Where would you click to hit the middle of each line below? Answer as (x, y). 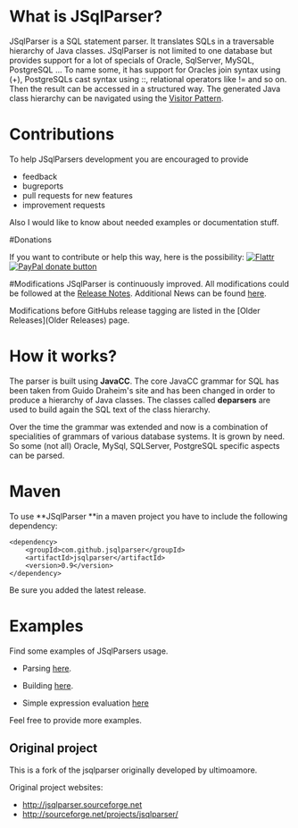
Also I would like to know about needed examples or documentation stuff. (144, 222)
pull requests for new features (78, 195)
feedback (40, 176)
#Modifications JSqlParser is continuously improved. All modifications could (149, 283)
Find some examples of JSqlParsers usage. (89, 651)
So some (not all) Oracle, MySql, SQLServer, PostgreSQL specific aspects (145, 445)
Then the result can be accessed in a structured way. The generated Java (145, 89)
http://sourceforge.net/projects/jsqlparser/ (100, 814)
